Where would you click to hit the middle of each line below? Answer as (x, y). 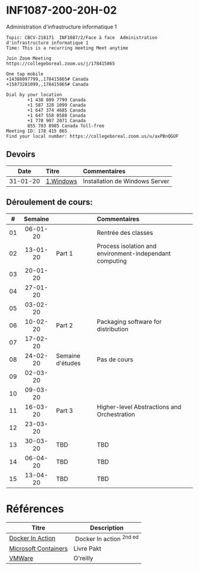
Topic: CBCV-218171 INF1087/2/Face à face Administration (82, 37)
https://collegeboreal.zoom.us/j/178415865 (61, 63)
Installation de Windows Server (126, 181)
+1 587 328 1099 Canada (57, 105)
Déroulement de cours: (49, 202)
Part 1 (65, 253)
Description (107, 527)
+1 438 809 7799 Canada (57, 100)
